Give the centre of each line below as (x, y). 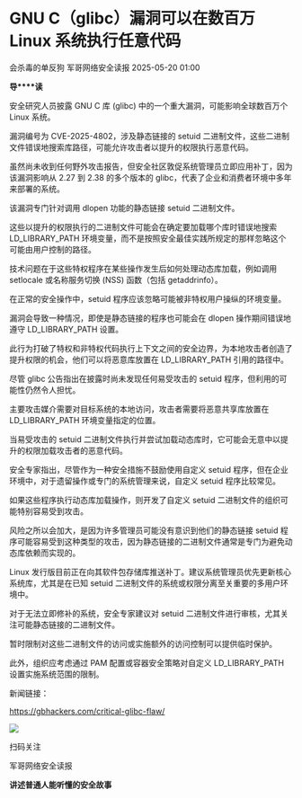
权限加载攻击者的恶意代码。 (76, 450)
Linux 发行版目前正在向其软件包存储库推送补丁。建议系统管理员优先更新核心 (151, 572)
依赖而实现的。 (53, 553)
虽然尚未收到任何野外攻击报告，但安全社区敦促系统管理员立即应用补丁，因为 (151, 166)
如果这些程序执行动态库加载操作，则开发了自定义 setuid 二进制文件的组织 (145, 500)
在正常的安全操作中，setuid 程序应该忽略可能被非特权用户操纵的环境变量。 (148, 298)
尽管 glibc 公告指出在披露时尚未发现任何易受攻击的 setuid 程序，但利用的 (145, 378)
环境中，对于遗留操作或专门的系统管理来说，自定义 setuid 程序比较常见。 (145, 481)
